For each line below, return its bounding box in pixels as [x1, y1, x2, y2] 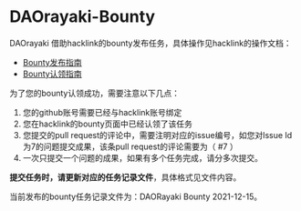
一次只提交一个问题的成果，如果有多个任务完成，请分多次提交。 [22, 152, 263, 163]
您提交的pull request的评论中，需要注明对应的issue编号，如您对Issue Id [22, 129, 293, 140]
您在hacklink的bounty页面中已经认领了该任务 [22, 118, 193, 129]
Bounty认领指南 [22, 68, 82, 79]
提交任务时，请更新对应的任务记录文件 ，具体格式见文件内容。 [9, 171, 242, 183]
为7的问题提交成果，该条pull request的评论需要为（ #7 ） [22, 141, 239, 152]
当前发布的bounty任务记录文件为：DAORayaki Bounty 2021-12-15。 [9, 191, 263, 202]
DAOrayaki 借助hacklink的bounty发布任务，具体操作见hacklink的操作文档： [9, 37, 292, 48]
